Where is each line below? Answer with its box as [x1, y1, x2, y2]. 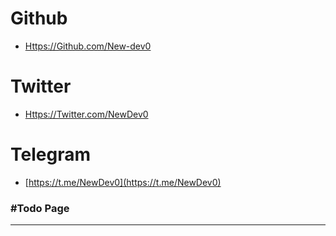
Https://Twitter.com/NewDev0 [24, 108, 149, 120]
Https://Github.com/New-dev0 [24, 40, 152, 52]
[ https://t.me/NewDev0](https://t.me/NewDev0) [24, 176, 222, 188]
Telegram [10, 143, 91, 166]
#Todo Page [10, 201, 70, 215]
